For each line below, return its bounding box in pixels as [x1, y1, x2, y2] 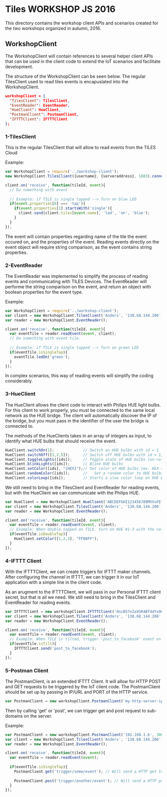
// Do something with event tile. [9, 336, 81, 341]
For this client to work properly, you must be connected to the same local [5, 407, 155, 413]
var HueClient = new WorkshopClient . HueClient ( [5, 499, 106, 504]
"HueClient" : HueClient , [9, 107, 61, 113]
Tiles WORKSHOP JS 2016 [5, 3, 116, 15]
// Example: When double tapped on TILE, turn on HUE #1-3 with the [9, 527, 155, 532]
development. [5, 63, 33, 69]
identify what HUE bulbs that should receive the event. [5, 438, 117, 444]
